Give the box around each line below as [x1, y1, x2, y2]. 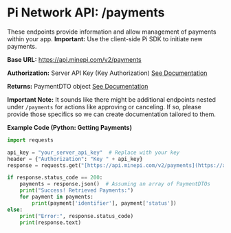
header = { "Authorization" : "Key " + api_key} [7, 155, 143, 162]
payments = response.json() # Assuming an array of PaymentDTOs [19, 181, 211, 188]
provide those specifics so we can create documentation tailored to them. [7, 110, 217, 118]
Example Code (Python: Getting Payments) [7, 123, 133, 131]
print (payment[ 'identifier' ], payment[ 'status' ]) [32, 199, 177, 207]
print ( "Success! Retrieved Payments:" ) [19, 187, 134, 194]
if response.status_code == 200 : [7, 174, 103, 181]
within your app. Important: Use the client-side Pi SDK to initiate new [7, 34, 203, 43]
